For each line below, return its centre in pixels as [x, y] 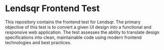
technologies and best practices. [38, 42]
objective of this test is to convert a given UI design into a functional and [78, 27]
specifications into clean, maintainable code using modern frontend [73, 37]
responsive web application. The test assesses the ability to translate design [82, 32]
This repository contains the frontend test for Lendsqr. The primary [73, 22]
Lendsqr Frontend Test [52, 8]
